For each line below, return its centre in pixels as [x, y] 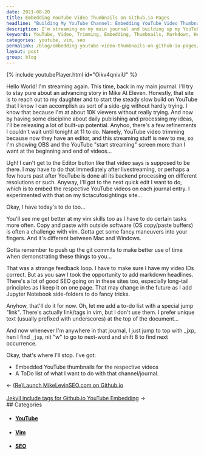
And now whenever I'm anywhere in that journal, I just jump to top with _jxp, [101, 330]
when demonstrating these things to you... [59, 256]
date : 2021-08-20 [28, 12]
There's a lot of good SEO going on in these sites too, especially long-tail [97, 281]
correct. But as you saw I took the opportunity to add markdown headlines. [100, 274]
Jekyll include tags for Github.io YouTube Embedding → [76, 398]
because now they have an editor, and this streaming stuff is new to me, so [100, 138]
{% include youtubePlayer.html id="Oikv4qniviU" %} [72, 74]
